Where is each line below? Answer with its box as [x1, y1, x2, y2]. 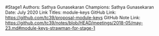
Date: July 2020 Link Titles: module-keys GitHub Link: [5, 9, 116, 15]
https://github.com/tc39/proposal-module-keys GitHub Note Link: [5, 15, 141, 20]
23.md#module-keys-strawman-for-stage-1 [5, 25, 95, 31]
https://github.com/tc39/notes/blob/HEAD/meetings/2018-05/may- [5, 20, 143, 26]
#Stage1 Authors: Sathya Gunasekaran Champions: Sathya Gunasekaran [5, 4, 154, 10]
